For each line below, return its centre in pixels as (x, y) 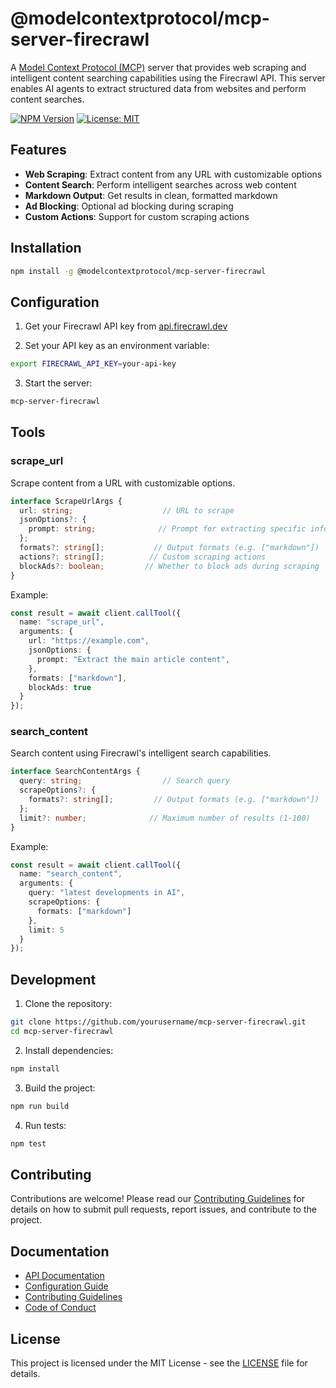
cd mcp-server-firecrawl (62, 1032)
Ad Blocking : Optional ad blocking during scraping (129, 206)
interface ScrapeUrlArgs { (66, 501)
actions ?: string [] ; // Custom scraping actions (143, 557)
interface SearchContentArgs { (75, 772)
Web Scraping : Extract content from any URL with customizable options (173, 174)
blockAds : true (60, 687)
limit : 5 (46, 930)
